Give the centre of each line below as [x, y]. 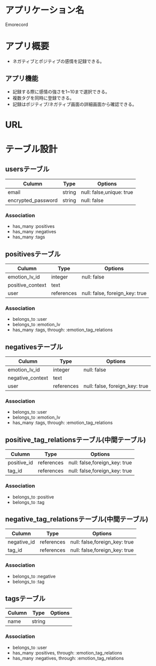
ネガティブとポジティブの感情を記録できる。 [58, 61]
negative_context [28, 378]
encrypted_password [33, 200]
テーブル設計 [31, 149]
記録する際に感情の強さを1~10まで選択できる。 [61, 91]
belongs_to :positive [33, 497]
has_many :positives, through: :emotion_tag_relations [67, 652]
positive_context [27, 285]
